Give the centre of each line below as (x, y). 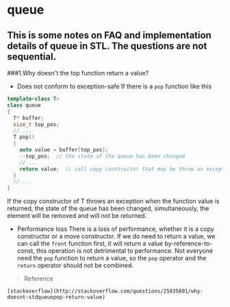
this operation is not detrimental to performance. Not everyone (125, 251)
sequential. (32, 57)
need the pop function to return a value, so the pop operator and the (112, 258)
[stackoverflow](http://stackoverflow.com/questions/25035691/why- (105, 291)
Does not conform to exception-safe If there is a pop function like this (114, 86)
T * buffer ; (29, 118)
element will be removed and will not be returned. (77, 216)
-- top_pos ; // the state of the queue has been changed (102, 156)
